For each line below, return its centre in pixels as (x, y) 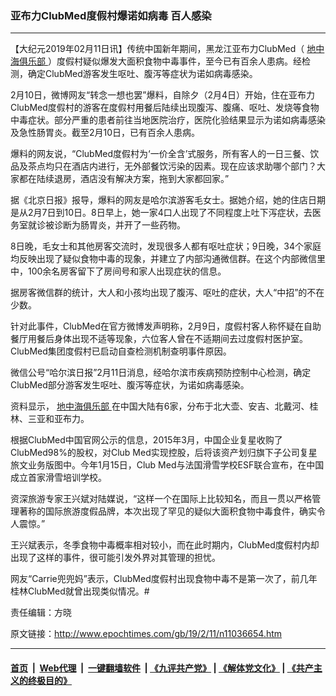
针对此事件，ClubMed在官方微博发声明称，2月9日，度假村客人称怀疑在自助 (166, 326)
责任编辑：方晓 (41, 613)
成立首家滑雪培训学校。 (58, 478)
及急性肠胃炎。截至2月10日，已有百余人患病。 (105, 133)
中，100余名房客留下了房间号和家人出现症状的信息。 (118, 271)
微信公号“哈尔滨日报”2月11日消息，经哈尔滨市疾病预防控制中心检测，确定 (161, 373)
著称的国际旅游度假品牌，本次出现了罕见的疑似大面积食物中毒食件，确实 (167, 511)
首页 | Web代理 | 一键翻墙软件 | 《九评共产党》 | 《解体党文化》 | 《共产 (162, 668)
